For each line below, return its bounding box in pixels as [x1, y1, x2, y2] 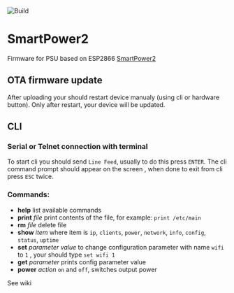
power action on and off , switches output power [17, 265, 157, 273]
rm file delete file [17, 220, 67, 229]
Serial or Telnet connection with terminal [7, 142, 148, 152]
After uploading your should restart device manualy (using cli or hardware [7, 93, 220, 101]
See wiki [7, 278, 32, 287]
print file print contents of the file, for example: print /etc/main [17, 213, 201, 222]
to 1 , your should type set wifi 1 [17, 250, 115, 259]
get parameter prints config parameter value [17, 257, 147, 266]
